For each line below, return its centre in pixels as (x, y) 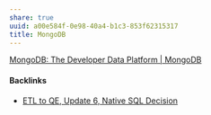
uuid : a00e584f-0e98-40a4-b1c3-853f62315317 (94, 26)
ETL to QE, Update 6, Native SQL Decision (100, 101)
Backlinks (28, 80)
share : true (31, 18)
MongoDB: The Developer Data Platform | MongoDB (105, 60)
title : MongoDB (38, 34)
